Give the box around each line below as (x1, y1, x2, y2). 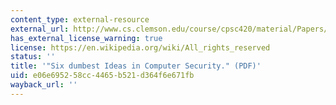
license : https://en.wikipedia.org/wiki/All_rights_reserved (10, 42, 271, 53)
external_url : (10, 24, 70, 34)
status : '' (10, 52, 56, 62)
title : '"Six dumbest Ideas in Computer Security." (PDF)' (10, 61, 262, 71)
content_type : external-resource (10, 14, 150, 25)
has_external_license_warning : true (10, 33, 163, 43)
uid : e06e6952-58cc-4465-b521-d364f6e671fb (10, 71, 195, 81)
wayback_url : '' (10, 80, 78, 90)
